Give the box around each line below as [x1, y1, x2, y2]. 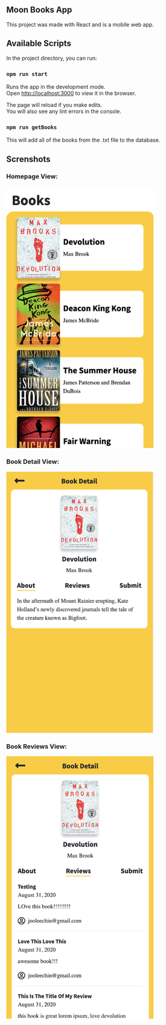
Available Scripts [6, 39, 71, 49]
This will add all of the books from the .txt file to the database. [6, 136, 161, 144]
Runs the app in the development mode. [6, 83, 106, 90]
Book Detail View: [6, 458, 59, 466]
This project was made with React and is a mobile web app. [6, 21, 154, 28]
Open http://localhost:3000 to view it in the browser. [6, 89, 136, 97]
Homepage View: [6, 172, 59, 180]
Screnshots [6, 154, 51, 164]
